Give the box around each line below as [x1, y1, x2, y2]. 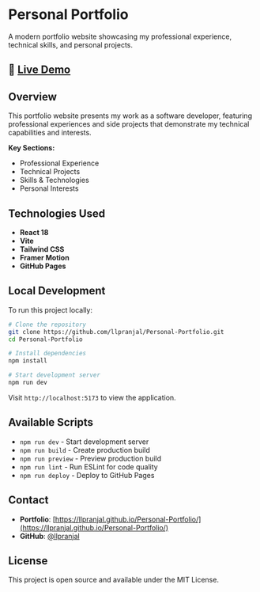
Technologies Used [8, 207, 105, 220]
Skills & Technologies [19, 176, 89, 185]
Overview [8, 89, 58, 104]
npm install [8, 357, 47, 365]
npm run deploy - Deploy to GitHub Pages [19, 470, 155, 480]
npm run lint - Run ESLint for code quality [19, 461, 158, 472]
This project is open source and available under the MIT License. [8, 575, 220, 585]
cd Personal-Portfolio [8, 335, 83, 343]
